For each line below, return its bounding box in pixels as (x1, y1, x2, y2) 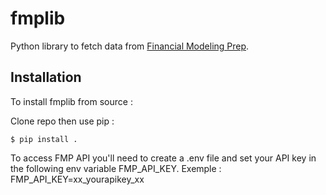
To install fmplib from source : (10, 95, 133, 107)
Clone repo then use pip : (10, 115, 115, 127)
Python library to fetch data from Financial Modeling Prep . (10, 40, 250, 52)
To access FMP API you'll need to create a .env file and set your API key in (10, 152, 317, 164)
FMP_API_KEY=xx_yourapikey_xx (10, 173, 145, 185)
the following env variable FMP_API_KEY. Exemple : (10, 162, 222, 174)
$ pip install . (10, 134, 78, 144)
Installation (10, 69, 82, 86)
